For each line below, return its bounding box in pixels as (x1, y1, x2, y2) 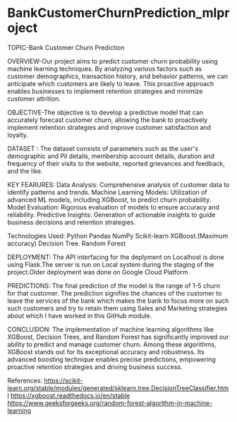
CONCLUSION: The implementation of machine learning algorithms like (7, 325, 214, 333)
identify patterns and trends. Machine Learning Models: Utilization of (7, 188, 207, 196)
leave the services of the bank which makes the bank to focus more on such (7, 296, 229, 305)
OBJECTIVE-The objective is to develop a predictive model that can (7, 108, 203, 116)
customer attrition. (7, 94, 61, 103)
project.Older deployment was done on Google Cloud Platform (7, 267, 188, 276)
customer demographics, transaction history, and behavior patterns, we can (7, 72, 228, 80)
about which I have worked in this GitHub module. (7, 311, 152, 320)
